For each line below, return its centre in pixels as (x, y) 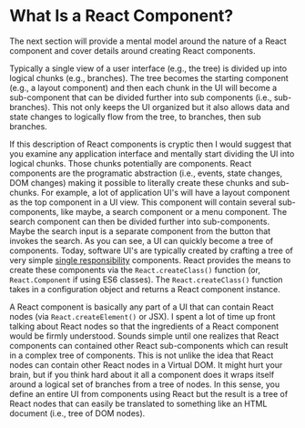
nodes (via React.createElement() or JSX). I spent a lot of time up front (142, 316)
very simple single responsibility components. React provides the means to (150, 260)
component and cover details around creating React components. (132, 50)
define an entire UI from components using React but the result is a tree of (149, 393)
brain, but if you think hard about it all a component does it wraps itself (142, 374)
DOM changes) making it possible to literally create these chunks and (140, 182)
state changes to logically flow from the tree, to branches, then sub (135, 117)
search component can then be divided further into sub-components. (140, 221)
